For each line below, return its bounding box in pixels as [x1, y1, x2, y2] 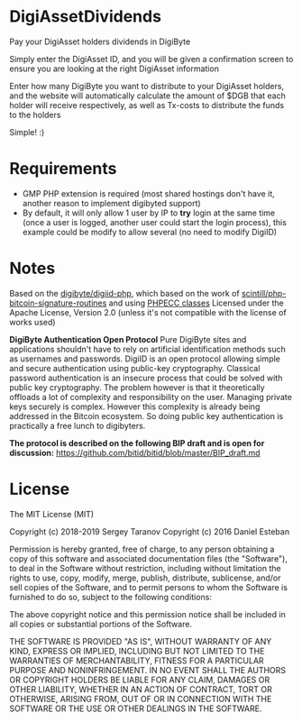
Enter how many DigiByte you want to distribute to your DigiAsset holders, [9, 80, 285, 91]
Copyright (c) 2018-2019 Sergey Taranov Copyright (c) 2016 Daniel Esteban [9, 525, 290, 537]
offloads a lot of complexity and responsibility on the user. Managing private [9, 391, 293, 402]
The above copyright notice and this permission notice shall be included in [9, 608, 286, 619]
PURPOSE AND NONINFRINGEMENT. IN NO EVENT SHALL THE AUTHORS [9, 664, 287, 675]
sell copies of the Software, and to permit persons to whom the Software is [9, 581, 288, 592]
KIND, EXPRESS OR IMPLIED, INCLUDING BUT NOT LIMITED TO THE [9, 645, 265, 656]
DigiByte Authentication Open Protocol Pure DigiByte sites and [9, 333, 247, 344]
